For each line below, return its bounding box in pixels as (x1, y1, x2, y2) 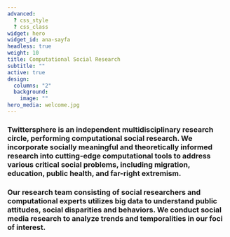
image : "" (20, 95, 49, 102)
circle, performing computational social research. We (7, 133, 193, 143)
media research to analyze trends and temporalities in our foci (7, 213, 223, 223)
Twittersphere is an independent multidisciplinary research (7, 124, 214, 134)
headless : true (7, 43, 52, 50)
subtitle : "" (7, 62, 46, 69)
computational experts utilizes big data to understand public (7, 196, 217, 205)
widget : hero (7, 29, 46, 37)
